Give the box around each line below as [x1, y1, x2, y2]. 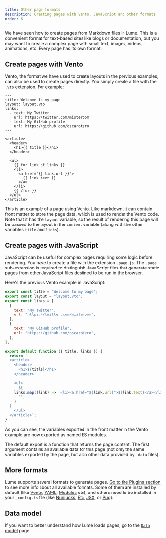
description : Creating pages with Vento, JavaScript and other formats [5, 12, 156, 17]
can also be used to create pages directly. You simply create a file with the [5, 79, 157, 85]
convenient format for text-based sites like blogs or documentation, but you [5, 35, 159, 41]
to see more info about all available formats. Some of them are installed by [5, 484, 157, 490]
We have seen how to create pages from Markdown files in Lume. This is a [5, 30, 157, 36]
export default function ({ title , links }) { [5, 349, 103, 354]
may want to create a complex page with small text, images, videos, [5, 41, 143, 46]
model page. [5, 528, 31, 534]
